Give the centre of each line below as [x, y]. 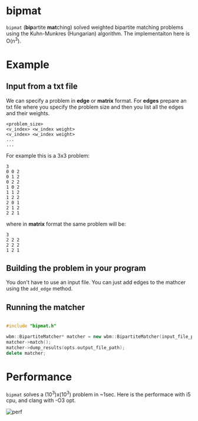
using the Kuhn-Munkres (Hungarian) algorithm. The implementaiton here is [98, 33]
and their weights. [28, 113]
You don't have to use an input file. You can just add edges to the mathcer [96, 282]
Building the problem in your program [76, 268]
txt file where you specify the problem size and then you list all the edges [95, 107]
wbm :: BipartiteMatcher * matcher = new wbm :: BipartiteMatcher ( [84, 337]
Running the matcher [46, 307]
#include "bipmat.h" [32, 326]
